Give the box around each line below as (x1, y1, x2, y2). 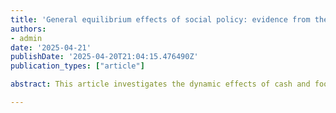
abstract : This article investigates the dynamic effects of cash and (10, 79, 311, 90)
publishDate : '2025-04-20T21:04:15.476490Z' (10, 52, 199, 62)
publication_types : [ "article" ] (10, 61, 145, 71)
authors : (10, 24, 47, 34)
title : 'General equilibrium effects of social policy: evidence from (10, 14, 311, 25)
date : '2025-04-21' (10, 42, 92, 53)
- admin (10, 33, 43, 43)
